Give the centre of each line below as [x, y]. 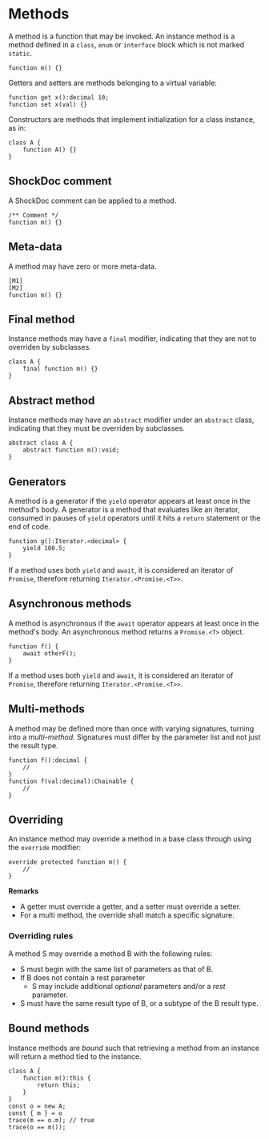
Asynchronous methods [70, 604]
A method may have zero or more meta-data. [82, 266]
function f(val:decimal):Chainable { [71, 781]
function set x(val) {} [48, 104]
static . [20, 53]
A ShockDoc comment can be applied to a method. [92, 201]
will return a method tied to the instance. [75, 1056]
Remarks [24, 891]
